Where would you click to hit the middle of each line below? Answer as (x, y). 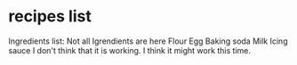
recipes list (50, 16)
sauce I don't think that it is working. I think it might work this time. (129, 50)
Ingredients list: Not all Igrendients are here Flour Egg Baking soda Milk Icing (148, 41)
